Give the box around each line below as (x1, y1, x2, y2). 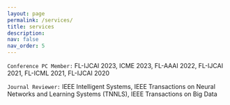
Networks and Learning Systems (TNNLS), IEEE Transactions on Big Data (7, 90, 217, 98)
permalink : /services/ (7, 17, 73, 24)
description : (7, 29, 45, 37)
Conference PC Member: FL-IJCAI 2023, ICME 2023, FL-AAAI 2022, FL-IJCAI (7, 62, 224, 70)
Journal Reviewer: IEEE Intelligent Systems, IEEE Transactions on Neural (7, 83, 216, 90)
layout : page (7, 10, 45, 17)
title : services (7, 23, 54, 30)
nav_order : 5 (7, 42, 45, 49)
